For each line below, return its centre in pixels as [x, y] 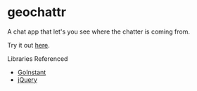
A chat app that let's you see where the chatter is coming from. [99, 31]
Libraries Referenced [38, 58]
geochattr [37, 12]
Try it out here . [29, 45]
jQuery [27, 79]
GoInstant [32, 72]
